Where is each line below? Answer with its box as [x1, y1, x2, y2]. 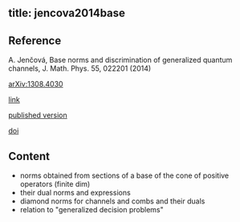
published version [8, 110, 68, 120]
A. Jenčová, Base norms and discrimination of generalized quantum [8, 55, 233, 65]
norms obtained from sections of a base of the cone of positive [19, 171, 230, 180]
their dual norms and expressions [19, 188, 131, 198]
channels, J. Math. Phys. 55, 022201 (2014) [8, 64, 152, 73]
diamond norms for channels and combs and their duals [19, 196, 205, 206]
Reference [8, 34, 62, 47]
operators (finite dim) [19, 179, 91, 189]
